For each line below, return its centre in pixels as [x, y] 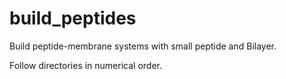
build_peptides [73, 18]
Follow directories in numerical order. [86, 65]
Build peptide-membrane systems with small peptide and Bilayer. [143, 46]
